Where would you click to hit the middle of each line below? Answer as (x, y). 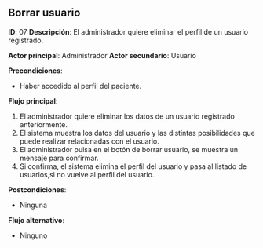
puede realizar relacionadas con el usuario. (89, 141)
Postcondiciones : (37, 190)
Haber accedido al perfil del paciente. (80, 86)
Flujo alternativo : (37, 220)
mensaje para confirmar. (59, 158)
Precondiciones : (35, 71)
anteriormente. (44, 124)
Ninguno (33, 235)
